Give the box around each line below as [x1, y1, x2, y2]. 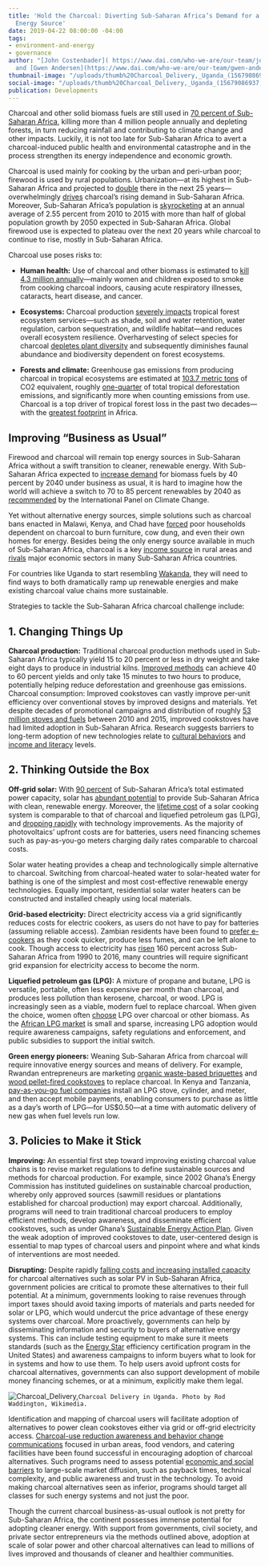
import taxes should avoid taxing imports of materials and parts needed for [8, 1299, 255, 1308]
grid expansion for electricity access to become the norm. [8, 960, 200, 970]
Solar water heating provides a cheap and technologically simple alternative [8, 860, 259, 869]
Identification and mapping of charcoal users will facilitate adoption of [8, 1413, 239, 1423]
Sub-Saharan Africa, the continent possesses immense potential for [8, 1515, 232, 1524]
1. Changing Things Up [8, 624, 124, 638]
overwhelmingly [8, 192, 62, 201]
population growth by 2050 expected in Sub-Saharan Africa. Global [8, 218, 231, 227]
